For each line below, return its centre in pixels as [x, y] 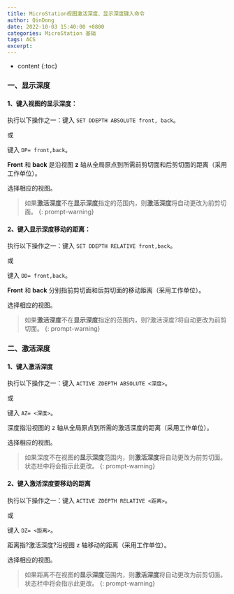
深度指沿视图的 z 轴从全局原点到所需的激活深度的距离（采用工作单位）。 [110, 428]
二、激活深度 [29, 348]
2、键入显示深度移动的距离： [49, 229]
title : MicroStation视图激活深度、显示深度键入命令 [76, 14]
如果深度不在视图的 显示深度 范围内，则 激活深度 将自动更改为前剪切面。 [125, 457]
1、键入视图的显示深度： [43, 103]
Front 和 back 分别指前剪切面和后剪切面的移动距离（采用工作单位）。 [106, 290]
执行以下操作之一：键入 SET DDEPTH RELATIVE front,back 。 [92, 246]
